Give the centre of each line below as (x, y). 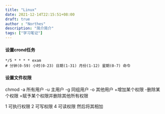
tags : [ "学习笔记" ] (24, 33)
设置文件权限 (18, 77)
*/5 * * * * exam (23, 60)
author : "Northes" (25, 24)
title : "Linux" (21, 10)
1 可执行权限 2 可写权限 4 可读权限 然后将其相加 (54, 106)
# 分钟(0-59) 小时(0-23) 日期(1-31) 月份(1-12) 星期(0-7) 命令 (68, 66)
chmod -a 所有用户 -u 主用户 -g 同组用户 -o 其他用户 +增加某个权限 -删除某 (83, 89)
